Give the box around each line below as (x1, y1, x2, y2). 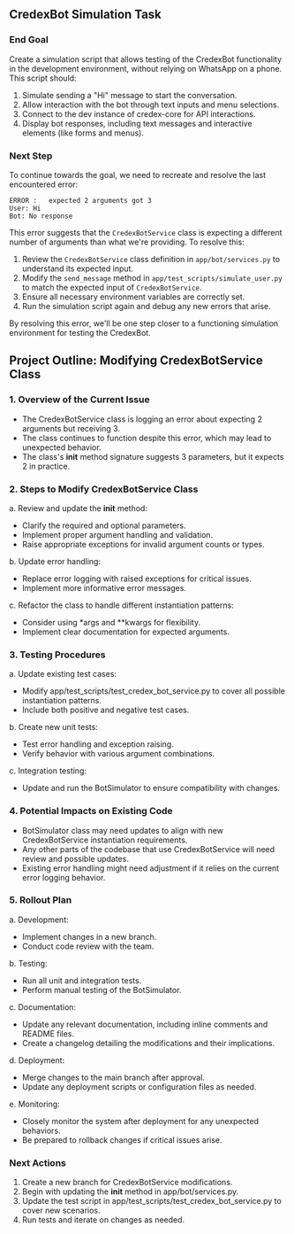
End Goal (9, 34, 49, 46)
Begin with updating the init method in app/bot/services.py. (21, 1186, 239, 1197)
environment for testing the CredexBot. (9, 327, 152, 338)
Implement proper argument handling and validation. (21, 529, 214, 539)
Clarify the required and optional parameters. (21, 520, 187, 531)
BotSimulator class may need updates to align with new (21, 825, 223, 835)
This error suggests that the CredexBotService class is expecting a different (9, 227, 283, 237)
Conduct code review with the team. (21, 941, 155, 951)
